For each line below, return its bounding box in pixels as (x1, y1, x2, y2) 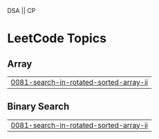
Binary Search (7, 100, 70, 113)
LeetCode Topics (7, 31, 107, 46)
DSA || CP (7, 7, 36, 14)
